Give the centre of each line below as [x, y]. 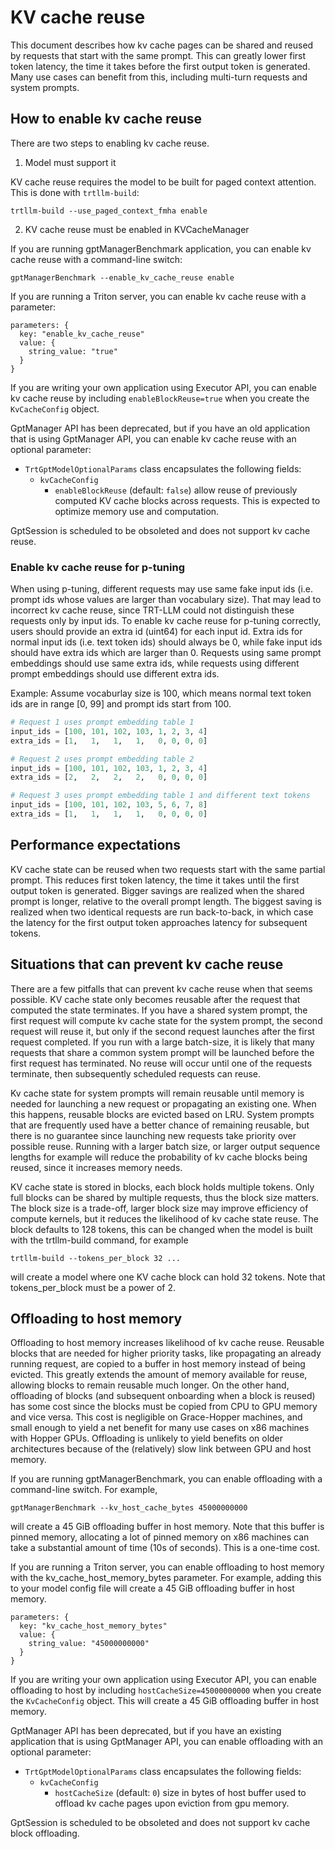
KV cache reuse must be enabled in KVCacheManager [137, 229]
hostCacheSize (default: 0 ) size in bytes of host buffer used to [180, 1793]
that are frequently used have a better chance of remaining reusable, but [160, 1125]
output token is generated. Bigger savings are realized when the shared [157, 890]
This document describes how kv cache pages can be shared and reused [162, 45]
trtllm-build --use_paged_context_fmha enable [109, 211]
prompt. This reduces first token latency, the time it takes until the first [155, 880]
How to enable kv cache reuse [106, 119]
